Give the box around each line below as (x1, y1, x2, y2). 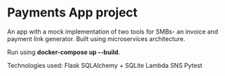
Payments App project (7, 5, 138, 21)
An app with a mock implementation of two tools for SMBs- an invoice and (7, 27, 219, 36)
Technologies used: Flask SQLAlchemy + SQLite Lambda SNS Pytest (7, 61, 202, 69)
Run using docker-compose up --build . (7, 48, 121, 56)
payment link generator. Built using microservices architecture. (7, 34, 186, 42)
